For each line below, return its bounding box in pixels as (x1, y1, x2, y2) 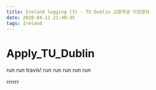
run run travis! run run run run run (6, 66, 91, 74)
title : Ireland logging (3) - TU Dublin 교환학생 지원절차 (6, 9, 150, 15)
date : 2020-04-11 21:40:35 (6, 15, 75, 21)
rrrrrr (6, 78, 20, 86)
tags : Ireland (6, 20, 43, 26)
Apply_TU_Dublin (6, 46, 95, 60)
